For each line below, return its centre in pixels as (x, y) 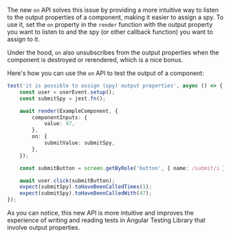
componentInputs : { (60, 117)
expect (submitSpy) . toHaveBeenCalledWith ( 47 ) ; (86, 193)
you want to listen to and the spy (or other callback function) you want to (110, 32)
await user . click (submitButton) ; (67, 181)
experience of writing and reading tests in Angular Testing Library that (107, 220)
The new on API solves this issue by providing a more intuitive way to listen (113, 10)
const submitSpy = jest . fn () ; (63, 98)
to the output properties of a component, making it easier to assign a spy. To (115, 17)
